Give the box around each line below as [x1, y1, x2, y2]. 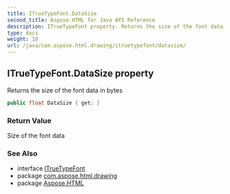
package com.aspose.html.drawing [17, 172, 118, 180]
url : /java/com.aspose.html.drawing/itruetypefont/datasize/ [7, 42, 187, 49]
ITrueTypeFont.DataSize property [7, 68, 154, 79]
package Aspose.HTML [17, 179, 85, 187]
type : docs [7, 29, 39, 37]
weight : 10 [7, 36, 39, 43]
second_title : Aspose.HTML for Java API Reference [7, 17, 156, 23]
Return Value [7, 115, 52, 125]
